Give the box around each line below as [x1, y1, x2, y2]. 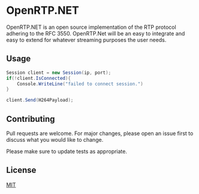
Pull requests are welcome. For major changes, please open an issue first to [6, 130, 194, 137]
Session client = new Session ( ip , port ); [6, 70, 111, 76]
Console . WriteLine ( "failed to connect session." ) [17, 80, 144, 87]
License [6, 165, 37, 175]
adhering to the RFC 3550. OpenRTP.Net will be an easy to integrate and [6, 29, 185, 37]
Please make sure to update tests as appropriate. [6, 148, 128, 155]
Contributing [6, 114, 55, 124]
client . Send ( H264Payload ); [6, 97, 74, 103]
